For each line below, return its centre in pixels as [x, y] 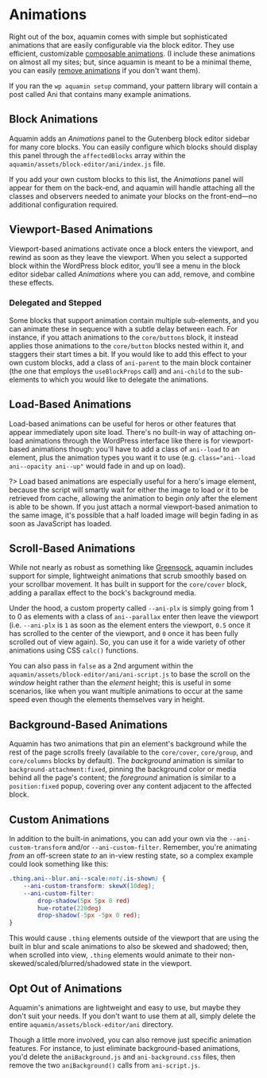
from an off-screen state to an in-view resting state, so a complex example [131, 855]
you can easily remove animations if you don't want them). [105, 70]
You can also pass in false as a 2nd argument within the [101, 666]
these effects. [32, 282]
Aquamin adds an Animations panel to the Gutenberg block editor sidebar [130, 138]
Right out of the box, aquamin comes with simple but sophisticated [118, 37]
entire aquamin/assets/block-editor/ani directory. [91, 1025]
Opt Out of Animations [66, 989]
